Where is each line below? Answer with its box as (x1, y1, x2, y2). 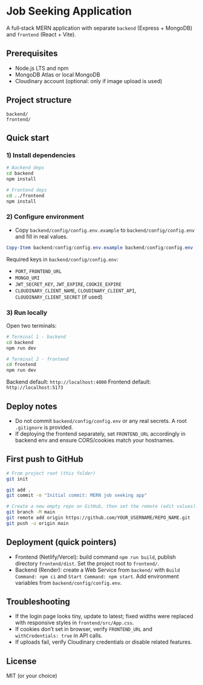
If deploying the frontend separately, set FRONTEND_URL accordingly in (14, 430, 186, 437)
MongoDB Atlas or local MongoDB (14, 71, 101, 78)
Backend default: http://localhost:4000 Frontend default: (6, 378, 151, 386)
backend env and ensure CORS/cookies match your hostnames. (14, 437, 175, 444)
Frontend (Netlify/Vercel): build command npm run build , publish (14, 553, 176, 561)
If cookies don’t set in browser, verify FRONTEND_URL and (14, 626, 153, 633)
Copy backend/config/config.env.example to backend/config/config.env (14, 226, 195, 234)
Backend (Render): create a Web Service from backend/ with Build (14, 566, 180, 573)
